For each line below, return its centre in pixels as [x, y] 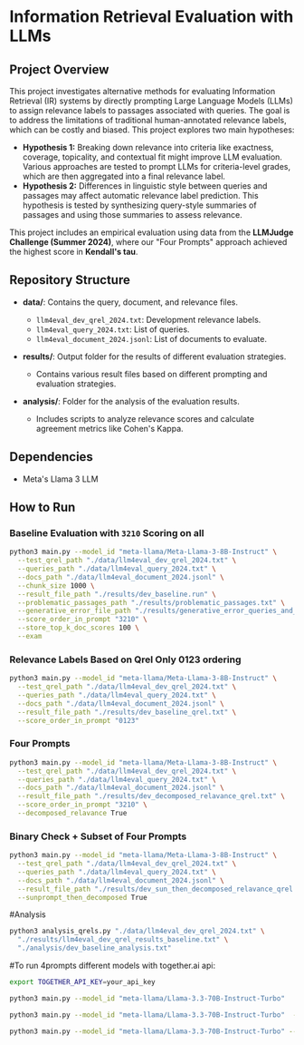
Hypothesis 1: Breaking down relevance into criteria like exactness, [148, 147]
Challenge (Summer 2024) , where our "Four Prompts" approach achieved [148, 242]
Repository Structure [70, 280]
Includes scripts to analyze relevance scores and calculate [145, 418]
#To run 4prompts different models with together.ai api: [112, 966]
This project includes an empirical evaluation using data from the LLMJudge [152, 232]
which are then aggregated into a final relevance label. [124, 176]
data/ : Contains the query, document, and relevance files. [130, 302]
